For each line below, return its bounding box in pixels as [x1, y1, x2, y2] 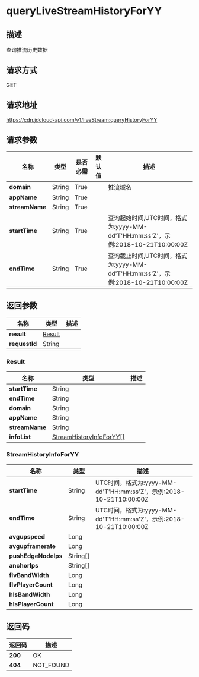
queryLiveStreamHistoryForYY [6, 4, 162, 18]
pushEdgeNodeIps [9, 552, 63, 560]
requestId [9, 340, 37, 348]
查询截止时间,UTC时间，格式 [107, 251, 188, 260]
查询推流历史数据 [6, 46, 48, 53]
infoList [9, 433, 31, 441]
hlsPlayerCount [9, 600, 54, 608]
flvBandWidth [9, 571, 49, 579]
